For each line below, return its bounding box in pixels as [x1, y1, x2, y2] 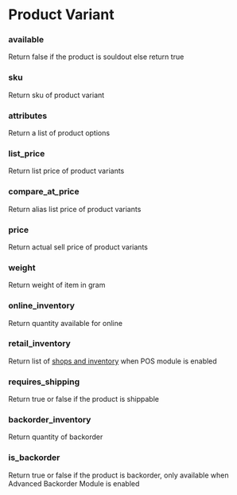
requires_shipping [8, 376, 80, 387]
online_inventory [8, 301, 76, 312]
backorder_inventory [8, 414, 91, 426]
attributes [8, 110, 48, 121]
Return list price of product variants [8, 166, 125, 176]
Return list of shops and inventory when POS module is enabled [8, 356, 217, 366]
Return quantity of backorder [8, 432, 103, 442]
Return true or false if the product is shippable [8, 395, 159, 404]
